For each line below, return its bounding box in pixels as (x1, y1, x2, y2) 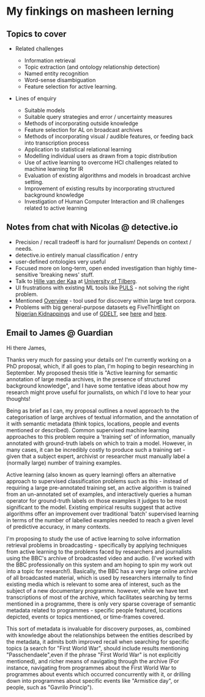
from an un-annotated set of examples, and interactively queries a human (6, 490, 192, 498)
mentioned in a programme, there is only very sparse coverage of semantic (6, 600, 196, 607)
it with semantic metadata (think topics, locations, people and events (6, 420, 179, 427)
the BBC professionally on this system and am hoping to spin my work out (6, 561, 193, 568)
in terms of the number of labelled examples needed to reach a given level (6, 516, 194, 524)
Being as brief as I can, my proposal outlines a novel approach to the (6, 406, 179, 414)
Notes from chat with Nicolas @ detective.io (6, 222, 179, 232)
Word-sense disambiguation (24, 77, 96, 83)
